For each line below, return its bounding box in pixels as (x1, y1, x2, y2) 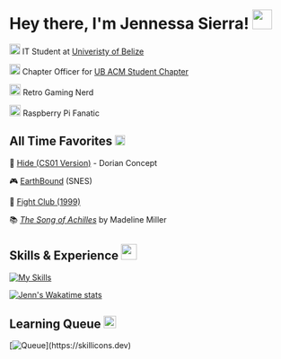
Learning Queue (9, 316, 101, 331)
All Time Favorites (9, 134, 113, 149)
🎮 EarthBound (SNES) (9, 175, 92, 186)
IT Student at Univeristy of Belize (22, 46, 145, 57)
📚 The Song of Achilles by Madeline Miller (9, 214, 167, 224)
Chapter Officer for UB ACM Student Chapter (22, 66, 189, 76)
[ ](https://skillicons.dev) (9, 340, 132, 351)
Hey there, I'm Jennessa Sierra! (9, 13, 250, 34)
